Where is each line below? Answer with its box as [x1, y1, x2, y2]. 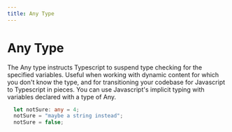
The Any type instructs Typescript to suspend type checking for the [7, 63, 203, 72]
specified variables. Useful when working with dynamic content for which [7, 70, 219, 79]
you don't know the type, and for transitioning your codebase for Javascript [7, 78, 226, 86]
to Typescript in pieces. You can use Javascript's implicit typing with [7, 85, 205, 94]
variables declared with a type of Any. [7, 92, 117, 101]
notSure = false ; [13, 119, 64, 126]
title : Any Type [7, 10, 55, 17]
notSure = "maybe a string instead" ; [13, 113, 124, 119]
